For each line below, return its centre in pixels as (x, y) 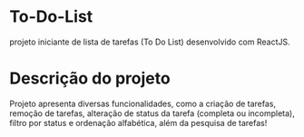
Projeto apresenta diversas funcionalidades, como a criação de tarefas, (143, 103)
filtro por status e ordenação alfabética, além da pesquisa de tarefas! (138, 122)
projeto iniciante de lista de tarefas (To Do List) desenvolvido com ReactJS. (150, 42)
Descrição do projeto (90, 78)
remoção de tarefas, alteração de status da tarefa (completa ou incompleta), (152, 113)
